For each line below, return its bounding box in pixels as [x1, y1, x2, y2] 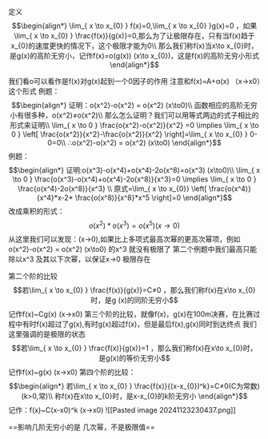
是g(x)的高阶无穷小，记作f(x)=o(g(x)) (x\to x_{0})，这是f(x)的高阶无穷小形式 [9, 51, 260, 60]
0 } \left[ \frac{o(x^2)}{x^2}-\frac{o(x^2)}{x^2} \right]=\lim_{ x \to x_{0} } [11, 130, 248, 138]
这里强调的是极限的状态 [8, 329, 86, 338]
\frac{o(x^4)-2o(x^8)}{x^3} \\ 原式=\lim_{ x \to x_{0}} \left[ [17, 184, 207, 194]
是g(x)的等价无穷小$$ [98, 353, 170, 362]
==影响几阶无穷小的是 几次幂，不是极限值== [8, 422, 155, 432]
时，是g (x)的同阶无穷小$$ [90, 295, 178, 305]
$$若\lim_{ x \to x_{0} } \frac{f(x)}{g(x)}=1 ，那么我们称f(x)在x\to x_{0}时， [11, 343, 258, 353]
